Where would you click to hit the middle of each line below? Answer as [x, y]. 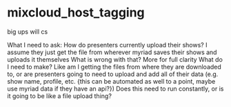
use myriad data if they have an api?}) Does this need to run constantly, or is [115, 88]
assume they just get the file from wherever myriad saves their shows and [112, 52]
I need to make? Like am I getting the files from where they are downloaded [114, 67]
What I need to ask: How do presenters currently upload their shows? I [107, 45]
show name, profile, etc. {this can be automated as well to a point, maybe [111, 81]
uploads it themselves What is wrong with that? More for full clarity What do [115, 59]
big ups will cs [28, 32]
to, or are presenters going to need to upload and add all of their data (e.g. [113, 74]
